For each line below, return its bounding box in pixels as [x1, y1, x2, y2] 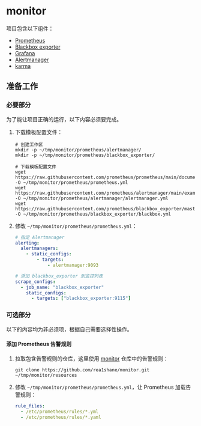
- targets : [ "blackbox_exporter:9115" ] [31, 296, 131, 302]
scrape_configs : [14, 278, 56, 285]
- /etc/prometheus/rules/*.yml [20, 409, 99, 415]
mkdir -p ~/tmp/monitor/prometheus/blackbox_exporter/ [14, 152, 155, 158]
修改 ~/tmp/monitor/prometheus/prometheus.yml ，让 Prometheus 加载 [14, 383, 186, 391]
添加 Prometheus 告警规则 [6, 341, 72, 348]
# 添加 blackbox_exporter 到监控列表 [14, 273, 103, 279]
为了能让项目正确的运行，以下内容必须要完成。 [6, 115, 122, 123]
